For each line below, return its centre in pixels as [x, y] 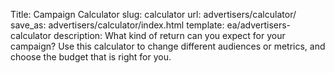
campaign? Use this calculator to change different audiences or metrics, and [168, 46]
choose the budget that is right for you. [91, 57]
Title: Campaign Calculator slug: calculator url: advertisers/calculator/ [153, 14]
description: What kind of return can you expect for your [169, 35]
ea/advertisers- [259, 25]
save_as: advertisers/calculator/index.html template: [117, 25]
